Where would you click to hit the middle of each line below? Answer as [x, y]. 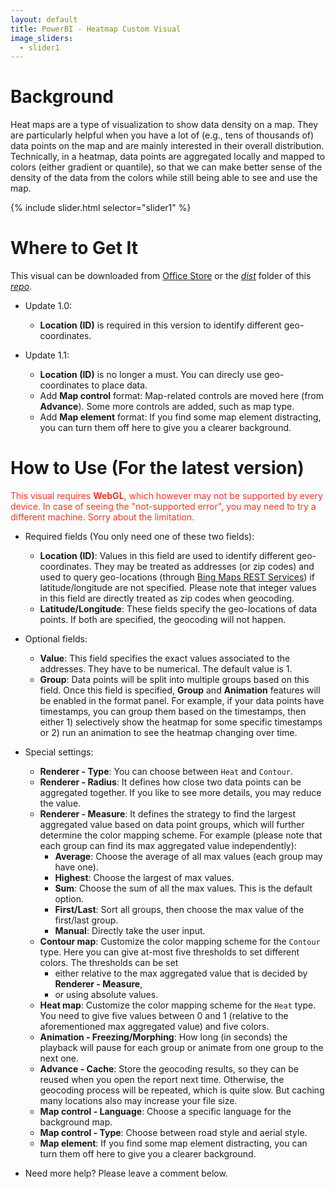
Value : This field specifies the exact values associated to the [165, 658]
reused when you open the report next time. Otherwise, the [162, 1080]
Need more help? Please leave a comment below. [126, 1173]
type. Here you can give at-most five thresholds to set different [169, 952]
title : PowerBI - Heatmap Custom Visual [96, 29]
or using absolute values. [106, 995]
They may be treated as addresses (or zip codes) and [204, 567]
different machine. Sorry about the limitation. [102, 517]
